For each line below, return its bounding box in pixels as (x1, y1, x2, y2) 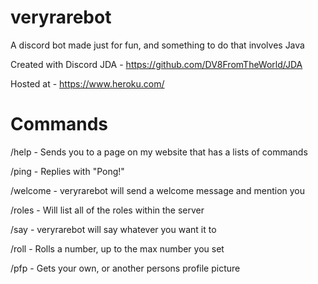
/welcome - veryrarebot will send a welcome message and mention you (10, 184, 306, 196)
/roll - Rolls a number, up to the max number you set (10, 242, 225, 255)
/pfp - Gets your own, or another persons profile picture (10, 262, 241, 274)
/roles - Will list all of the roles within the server (10, 204, 205, 216)
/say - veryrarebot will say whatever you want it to (10, 223, 217, 235)
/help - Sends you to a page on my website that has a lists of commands (10, 146, 308, 158)
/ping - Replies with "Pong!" (10, 165, 125, 177)
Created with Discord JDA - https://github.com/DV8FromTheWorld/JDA (10, 58, 303, 70)
